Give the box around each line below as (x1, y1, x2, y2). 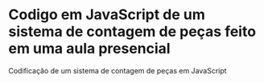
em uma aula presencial (8, 40, 171, 57)
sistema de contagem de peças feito (8, 22, 256, 41)
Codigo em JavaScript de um (8, 6, 205, 24)
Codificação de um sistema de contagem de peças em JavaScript (8, 65, 227, 75)
